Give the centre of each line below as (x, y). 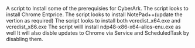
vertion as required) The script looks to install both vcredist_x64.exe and (93, 21)
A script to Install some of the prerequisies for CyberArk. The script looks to (97, 8)
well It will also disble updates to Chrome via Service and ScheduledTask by (97, 33)
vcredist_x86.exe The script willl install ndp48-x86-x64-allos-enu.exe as (94, 27)
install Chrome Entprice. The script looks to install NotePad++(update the (94, 14)
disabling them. (25, 39)
